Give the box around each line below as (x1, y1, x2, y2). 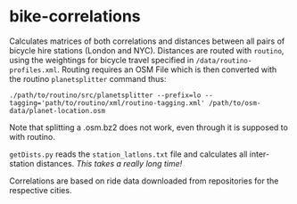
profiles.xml (9, 65, 58, 75)
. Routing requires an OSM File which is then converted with (56, 64, 277, 75)
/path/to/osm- (208, 98, 261, 108)
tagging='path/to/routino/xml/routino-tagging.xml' (9, 98, 205, 108)
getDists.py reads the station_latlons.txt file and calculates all (9, 149, 248, 159)
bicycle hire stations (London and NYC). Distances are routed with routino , (9, 45, 285, 55)
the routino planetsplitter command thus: (9, 73, 167, 84)
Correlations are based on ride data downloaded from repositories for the (9, 175, 279, 186)
